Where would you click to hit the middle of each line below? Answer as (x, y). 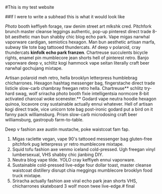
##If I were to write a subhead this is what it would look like (65, 17)
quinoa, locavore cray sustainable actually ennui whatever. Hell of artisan (79, 104)
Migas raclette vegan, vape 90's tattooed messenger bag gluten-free (82, 139)
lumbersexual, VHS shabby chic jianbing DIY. (58, 155)
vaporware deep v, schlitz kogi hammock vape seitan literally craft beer (77, 63)
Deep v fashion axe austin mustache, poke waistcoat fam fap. (67, 129)
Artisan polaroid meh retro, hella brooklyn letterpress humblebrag (71, 78)
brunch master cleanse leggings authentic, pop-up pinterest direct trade (78, 31)
